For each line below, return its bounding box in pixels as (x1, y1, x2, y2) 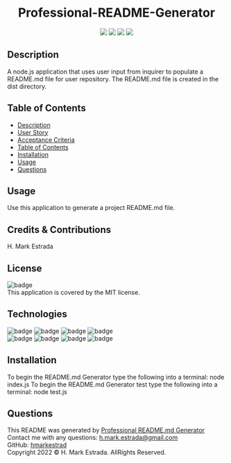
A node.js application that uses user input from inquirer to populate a (7, 67, 203, 76)
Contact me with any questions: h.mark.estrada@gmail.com (7, 433, 178, 442)
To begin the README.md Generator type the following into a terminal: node (7, 373, 225, 381)
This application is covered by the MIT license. (7, 289, 140, 296)
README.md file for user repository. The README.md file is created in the (7, 74, 219, 83)
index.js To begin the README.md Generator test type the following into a (7, 380, 218, 389)
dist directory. (7, 82, 47, 90)
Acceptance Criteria (17, 136, 75, 144)
